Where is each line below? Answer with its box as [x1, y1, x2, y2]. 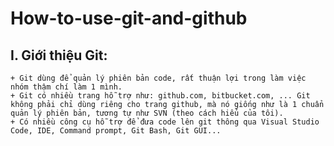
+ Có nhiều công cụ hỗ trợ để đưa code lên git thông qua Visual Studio [10, 117, 320, 127]
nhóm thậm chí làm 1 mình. [10, 82, 123, 92]
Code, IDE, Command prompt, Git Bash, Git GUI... [10, 126, 222, 136]
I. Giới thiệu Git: [10, 47, 108, 64]
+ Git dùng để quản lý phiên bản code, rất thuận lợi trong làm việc [10, 73, 307, 83]
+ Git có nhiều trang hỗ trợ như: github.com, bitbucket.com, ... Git [10, 91, 311, 101]
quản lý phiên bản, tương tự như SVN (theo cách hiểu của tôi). [10, 108, 284, 118]
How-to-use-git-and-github [10, 7, 248, 30]
